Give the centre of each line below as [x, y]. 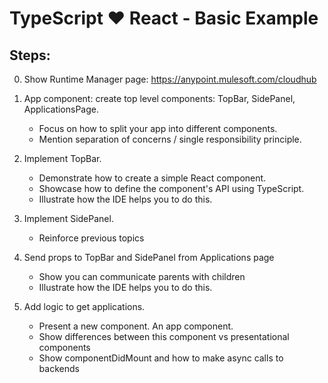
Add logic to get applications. [84, 306]
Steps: [30, 55]
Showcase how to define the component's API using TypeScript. [171, 188]
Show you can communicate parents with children [142, 276]
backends [59, 368]
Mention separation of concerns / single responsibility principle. [170, 139]
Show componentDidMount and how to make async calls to [161, 358]
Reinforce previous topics [91, 238]
